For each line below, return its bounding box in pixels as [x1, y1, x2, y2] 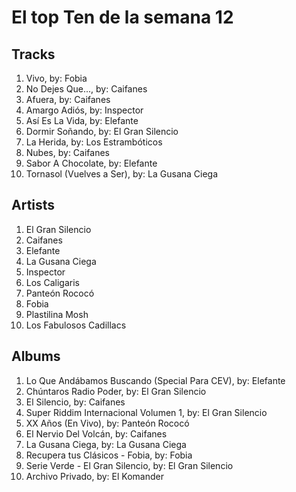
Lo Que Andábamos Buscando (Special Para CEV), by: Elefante [25, 374, 286, 386]
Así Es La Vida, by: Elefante [25, 115, 139, 126]
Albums [11, 348, 61, 365]
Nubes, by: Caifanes [25, 147, 110, 158]
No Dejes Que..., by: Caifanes [25, 83, 148, 95]
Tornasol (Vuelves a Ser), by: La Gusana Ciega [25, 168, 219, 180]
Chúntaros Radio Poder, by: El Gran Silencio [25, 385, 207, 397]
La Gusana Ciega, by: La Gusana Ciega [25, 438, 187, 450]
